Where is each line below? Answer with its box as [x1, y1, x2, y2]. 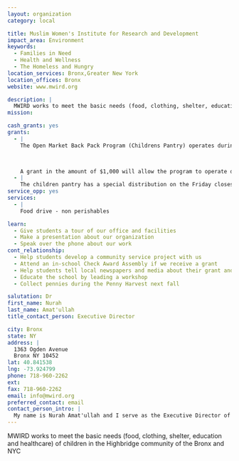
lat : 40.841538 [7, 359, 53, 366]
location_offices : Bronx [7, 76, 81, 83]
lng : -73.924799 [7, 365, 55, 373]
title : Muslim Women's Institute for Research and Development [7, 30, 199, 37]
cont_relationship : [7, 247, 65, 254]
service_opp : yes [7, 188, 59, 195]
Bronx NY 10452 [14, 353, 59, 360]
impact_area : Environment [7, 36, 84, 44]
